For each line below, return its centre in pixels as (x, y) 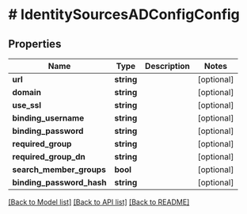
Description (167, 66)
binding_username (48, 118)
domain (27, 92)
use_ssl (27, 105)
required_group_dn (49, 157)
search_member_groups (59, 170)
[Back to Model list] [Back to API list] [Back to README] (99, 202)
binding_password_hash (59, 182)
